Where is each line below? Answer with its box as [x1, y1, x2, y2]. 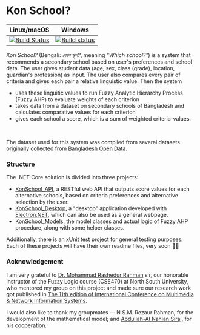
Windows [61, 25, 89, 34]
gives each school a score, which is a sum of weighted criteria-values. [15, 114, 192, 122]
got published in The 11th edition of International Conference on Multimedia [6, 290, 194, 297]
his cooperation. [6, 322, 47, 329]
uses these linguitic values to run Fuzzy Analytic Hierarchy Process [15, 89, 183, 96]
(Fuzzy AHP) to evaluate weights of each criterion [15, 95, 139, 103]
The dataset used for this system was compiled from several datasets [6, 138, 181, 145]
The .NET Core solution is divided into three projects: [6, 174, 139, 181]
